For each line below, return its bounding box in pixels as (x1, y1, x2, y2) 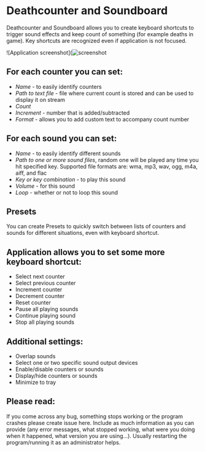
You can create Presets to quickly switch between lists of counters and (6, 223, 186, 230)
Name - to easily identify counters (15, 83, 102, 90)
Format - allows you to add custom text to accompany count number (15, 115, 190, 123)
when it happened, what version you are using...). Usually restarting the (6, 432, 187, 439)
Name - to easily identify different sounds (15, 150, 121, 157)
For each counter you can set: (6, 67, 123, 77)
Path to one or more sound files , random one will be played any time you (15, 156, 199, 163)
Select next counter (15, 273, 66, 280)
